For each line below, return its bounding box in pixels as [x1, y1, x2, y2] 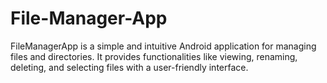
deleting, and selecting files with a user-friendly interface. [10, 61, 249, 73]
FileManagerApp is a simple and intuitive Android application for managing [10, 40, 317, 52]
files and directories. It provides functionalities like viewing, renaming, [10, 50, 298, 62]
